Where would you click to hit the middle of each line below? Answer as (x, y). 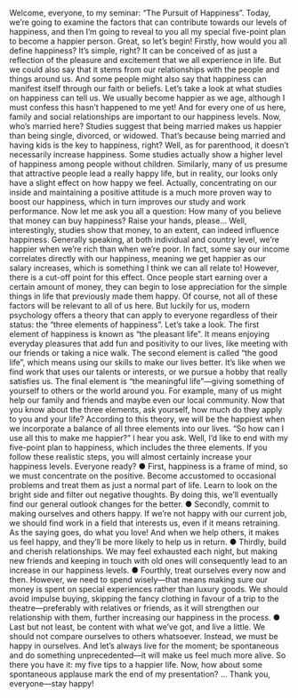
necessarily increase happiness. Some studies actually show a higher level (146, 154)
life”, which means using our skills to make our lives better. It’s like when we (148, 362)
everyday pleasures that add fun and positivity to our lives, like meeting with (149, 343)
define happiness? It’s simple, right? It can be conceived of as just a (133, 51)
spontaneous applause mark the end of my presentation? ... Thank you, (140, 674)
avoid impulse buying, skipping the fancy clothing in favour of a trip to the (144, 598)
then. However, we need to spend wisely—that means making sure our (139, 580)
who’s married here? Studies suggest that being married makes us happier (145, 126)
